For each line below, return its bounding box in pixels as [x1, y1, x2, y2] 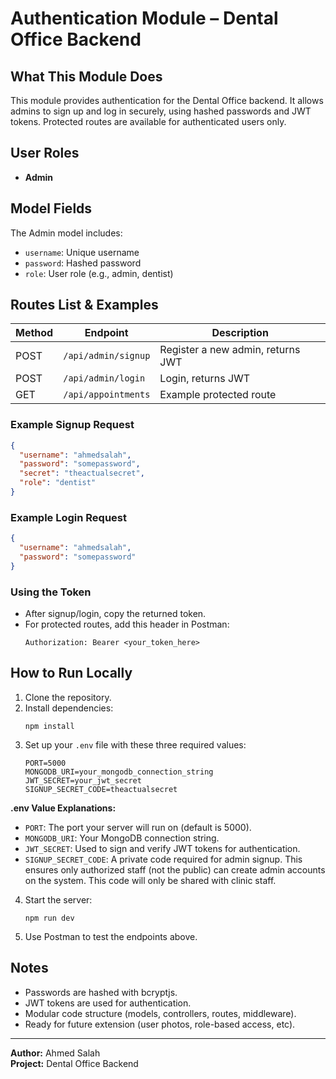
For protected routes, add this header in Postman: [24, 618, 230, 631]
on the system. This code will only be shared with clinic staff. [24, 874, 277, 886]
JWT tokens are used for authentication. [24, 997, 192, 1009]
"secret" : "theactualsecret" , [19, 468, 145, 479]
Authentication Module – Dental [10, 7, 279, 30]
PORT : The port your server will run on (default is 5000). [24, 821, 252, 833]
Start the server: [24, 893, 93, 906]
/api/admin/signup [63, 350, 151, 362]
